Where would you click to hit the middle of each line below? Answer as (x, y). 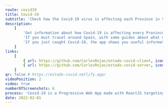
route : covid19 (21, 10)
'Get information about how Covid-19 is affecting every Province (94, 33)
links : (12, 51)
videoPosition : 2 (23, 79)
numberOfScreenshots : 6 (30, 88)
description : (19, 24)
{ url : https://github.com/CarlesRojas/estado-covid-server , (88, 65)
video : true (17, 84)
